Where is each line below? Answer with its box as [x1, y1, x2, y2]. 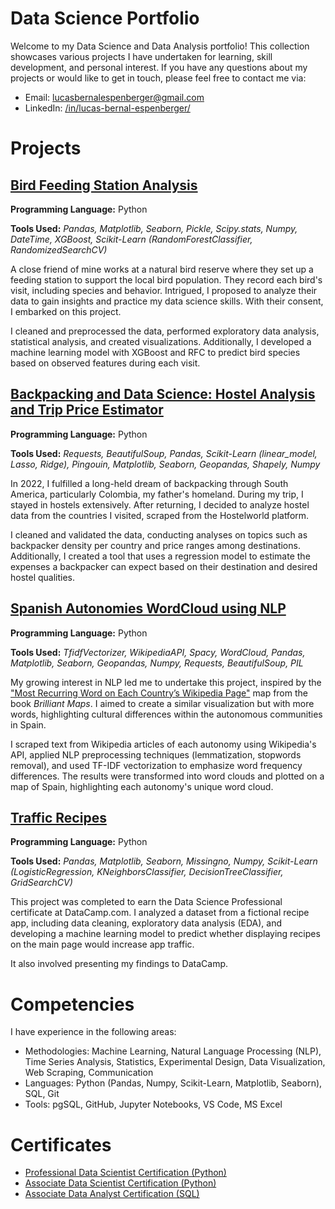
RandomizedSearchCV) [10, 243, 108, 256]
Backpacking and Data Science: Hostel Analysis [10, 386, 316, 403]
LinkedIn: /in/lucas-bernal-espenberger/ [24, 102, 191, 114]
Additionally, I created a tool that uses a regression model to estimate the [10, 550, 311, 562]
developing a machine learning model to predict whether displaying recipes [10, 928, 321, 940]
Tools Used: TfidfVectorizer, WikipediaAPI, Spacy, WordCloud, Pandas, [10, 646, 306, 658]
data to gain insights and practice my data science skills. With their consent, [10, 295, 324, 307]
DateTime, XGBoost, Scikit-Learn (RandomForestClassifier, [10, 233, 253, 245]
